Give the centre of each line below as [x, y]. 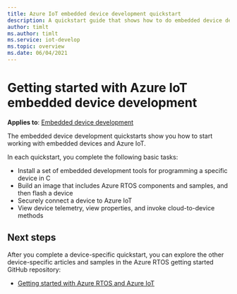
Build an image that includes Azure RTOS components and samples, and [122, 185]
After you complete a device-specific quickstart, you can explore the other [116, 255]
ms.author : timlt [33, 33]
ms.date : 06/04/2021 [38, 53]
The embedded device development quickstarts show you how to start [110, 136]
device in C [34, 178]
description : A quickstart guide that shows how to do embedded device [115, 20]
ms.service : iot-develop [44, 40]
